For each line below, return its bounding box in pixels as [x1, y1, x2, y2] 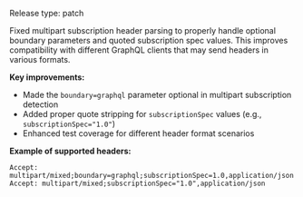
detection [22, 99, 59, 110]
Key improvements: [9, 72, 85, 83]
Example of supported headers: [9, 145, 132, 156]
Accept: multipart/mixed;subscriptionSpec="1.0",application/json [9, 179, 266, 188]
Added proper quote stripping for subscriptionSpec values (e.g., [22, 109, 262, 119]
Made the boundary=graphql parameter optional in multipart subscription [22, 90, 292, 100]
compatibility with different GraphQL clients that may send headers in [9, 44, 269, 55]
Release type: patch [9, 8, 84, 18]
